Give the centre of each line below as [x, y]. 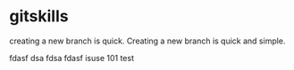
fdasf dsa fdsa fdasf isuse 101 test [72, 58]
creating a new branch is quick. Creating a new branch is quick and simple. [147, 41]
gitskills [39, 16]
